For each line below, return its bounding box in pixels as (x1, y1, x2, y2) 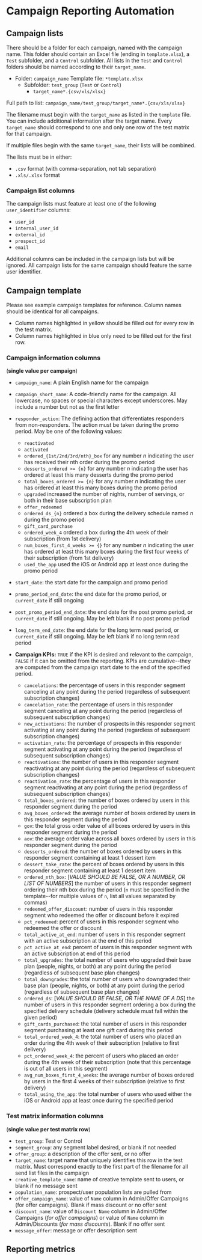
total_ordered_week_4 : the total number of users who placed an (23, 1033, 182, 1041)
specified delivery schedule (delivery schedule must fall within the (23, 1008, 188, 1015)
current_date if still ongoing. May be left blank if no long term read (14, 633, 180, 640)
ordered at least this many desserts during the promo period (23, 471, 174, 479)
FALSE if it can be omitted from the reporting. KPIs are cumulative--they (14, 657, 191, 665)
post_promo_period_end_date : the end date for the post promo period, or (14, 608, 193, 616)
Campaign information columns (6, 353, 101, 362)
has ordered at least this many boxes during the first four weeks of (23, 548, 189, 555)
